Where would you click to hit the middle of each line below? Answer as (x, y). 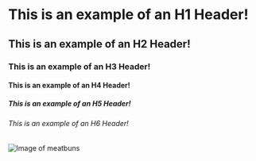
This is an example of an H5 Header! (70, 103)
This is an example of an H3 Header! (80, 67)
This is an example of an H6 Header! (68, 124)
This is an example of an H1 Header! (128, 15)
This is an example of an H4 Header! (69, 86)
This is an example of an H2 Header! (99, 44)
